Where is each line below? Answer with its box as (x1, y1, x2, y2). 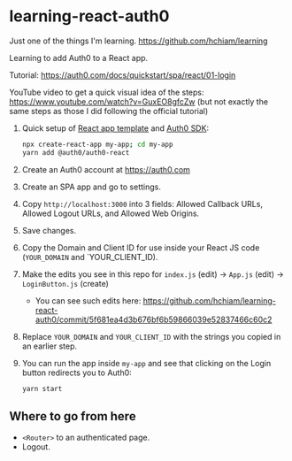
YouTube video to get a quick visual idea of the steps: (9, 87, 205, 97)
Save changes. (21, 225, 77, 235)
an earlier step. (21, 341, 78, 351)
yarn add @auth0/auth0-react (21, 148, 130, 157)
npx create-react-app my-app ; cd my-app (21, 140, 173, 149)
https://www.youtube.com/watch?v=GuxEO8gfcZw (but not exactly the (9, 96, 268, 107)
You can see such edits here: (35, 295, 142, 306)
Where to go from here (9, 409, 136, 424)
